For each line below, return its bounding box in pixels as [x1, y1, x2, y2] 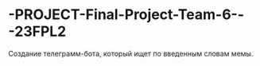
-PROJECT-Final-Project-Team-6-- [8, 6, 245, 24]
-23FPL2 [8, 22, 67, 41]
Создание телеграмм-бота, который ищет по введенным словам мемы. [8, 49, 254, 58]
